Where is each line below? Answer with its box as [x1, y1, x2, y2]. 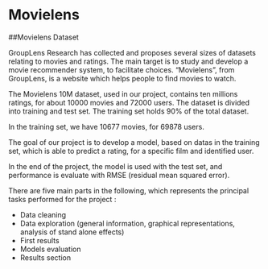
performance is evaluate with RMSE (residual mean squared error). [8, 170, 230, 180]
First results [19, 235, 60, 245]
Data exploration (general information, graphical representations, [19, 218, 236, 228]
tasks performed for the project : [8, 194, 117, 204]
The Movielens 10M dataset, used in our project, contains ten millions [8, 89, 238, 98]
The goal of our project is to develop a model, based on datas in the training [8, 137, 260, 147]
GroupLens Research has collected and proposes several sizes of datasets [8, 48, 256, 57]
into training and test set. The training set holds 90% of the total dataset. [8, 106, 249, 116]
